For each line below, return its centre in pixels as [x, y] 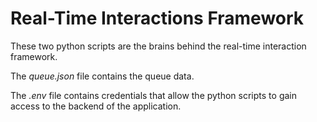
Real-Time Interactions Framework [157, 18]
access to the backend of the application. [96, 106]
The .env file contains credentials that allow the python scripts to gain [153, 95]
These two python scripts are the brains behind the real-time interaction [158, 46]
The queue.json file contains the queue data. [102, 76]
